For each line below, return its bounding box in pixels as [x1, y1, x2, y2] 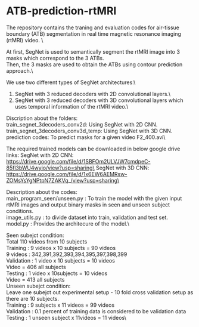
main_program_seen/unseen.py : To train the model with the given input [6, 195, 182, 202]
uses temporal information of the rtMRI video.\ [14, 103, 129, 110]
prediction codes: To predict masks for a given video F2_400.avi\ [6, 133, 166, 141]
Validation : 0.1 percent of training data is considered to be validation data [6, 307, 186, 314]
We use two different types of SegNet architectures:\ [6, 79, 136, 86]
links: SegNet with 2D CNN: [6, 151, 74, 159]
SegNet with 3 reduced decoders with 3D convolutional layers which [14, 97, 184, 104]
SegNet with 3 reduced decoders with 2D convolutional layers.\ [14, 90, 171, 97]
